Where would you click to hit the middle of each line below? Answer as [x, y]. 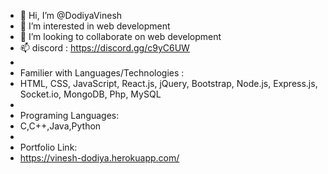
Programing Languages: [69, 115]
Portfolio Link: [48, 147]
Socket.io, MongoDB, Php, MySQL [90, 94]
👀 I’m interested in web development [95, 26]
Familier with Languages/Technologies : [102, 73]
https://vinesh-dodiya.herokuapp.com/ [99, 158]
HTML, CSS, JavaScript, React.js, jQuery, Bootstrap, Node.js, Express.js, [168, 83]
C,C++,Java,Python [60, 126]
